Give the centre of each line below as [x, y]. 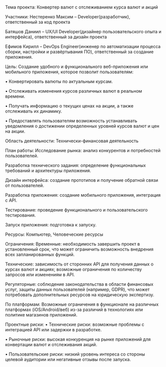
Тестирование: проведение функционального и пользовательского [76, 210]
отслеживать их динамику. [34, 111]
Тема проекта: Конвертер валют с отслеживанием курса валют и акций [82, 7]
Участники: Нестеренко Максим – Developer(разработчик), [68, 17]
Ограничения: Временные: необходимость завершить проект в [73, 244]
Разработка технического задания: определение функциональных [76, 165]
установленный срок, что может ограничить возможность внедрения [79, 249]
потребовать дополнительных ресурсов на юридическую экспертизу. [80, 295]
